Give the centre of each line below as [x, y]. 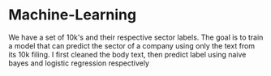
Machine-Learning [72, 15]
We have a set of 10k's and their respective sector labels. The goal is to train [136, 37]
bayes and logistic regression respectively [79, 63]
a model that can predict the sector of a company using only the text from [132, 45]
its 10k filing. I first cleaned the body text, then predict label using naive [127, 54]
